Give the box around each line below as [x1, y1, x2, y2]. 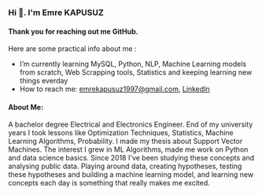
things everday [19, 76, 68, 86]
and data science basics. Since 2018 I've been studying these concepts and [8, 153, 255, 163]
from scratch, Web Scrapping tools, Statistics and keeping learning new [19, 68, 253, 77]
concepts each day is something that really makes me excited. [8, 178, 210, 188]
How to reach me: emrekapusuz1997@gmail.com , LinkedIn [19, 84, 210, 94]
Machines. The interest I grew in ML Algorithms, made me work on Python [8, 145, 249, 154]
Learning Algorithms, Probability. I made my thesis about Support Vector [8, 137, 243, 146]
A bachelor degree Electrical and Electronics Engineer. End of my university [8, 120, 253, 129]
